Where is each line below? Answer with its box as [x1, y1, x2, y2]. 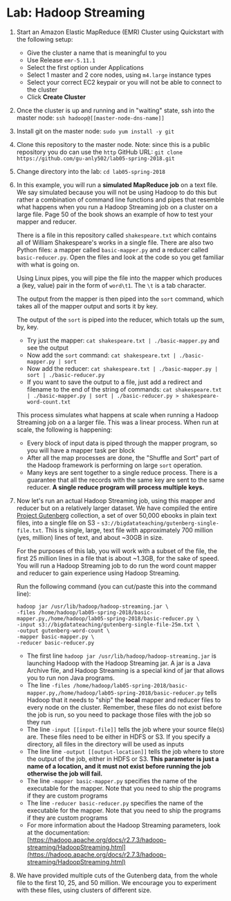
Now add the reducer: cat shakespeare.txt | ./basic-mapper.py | [26, 364, 219, 372]
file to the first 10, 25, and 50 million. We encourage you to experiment [16, 878, 217, 886]
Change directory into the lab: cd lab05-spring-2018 [16, 167, 165, 175]
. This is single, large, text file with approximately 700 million [41, 525, 214, 534]
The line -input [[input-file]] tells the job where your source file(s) [26, 725, 225, 733]
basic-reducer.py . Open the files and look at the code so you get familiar [16, 253, 224, 261]
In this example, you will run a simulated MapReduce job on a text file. [16, 180, 219, 189]
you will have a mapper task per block [26, 446, 136, 455]
